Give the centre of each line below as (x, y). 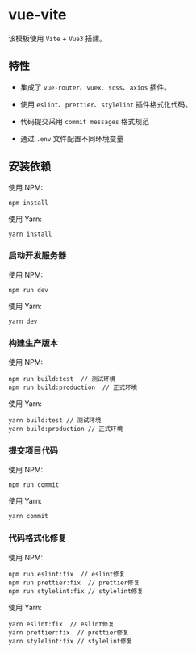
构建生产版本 (33, 343)
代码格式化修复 (38, 538)
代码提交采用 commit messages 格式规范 (85, 121)
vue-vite (38, 15)
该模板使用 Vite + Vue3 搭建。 (58, 38)
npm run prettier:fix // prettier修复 (74, 583)
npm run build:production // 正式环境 (73, 388)
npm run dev (28, 290)
